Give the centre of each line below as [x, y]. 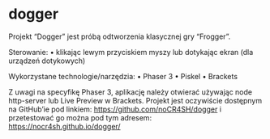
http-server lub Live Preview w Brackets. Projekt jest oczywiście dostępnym [135, 100]
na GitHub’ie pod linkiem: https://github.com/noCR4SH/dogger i [115, 109]
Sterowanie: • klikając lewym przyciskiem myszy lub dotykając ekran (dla [131, 52]
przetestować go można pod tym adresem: [80, 117]
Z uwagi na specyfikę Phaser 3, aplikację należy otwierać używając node [131, 92]
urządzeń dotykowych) [47, 61]
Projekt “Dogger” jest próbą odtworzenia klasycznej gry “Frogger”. [120, 36]
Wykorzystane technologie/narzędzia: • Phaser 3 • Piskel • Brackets [123, 76]
